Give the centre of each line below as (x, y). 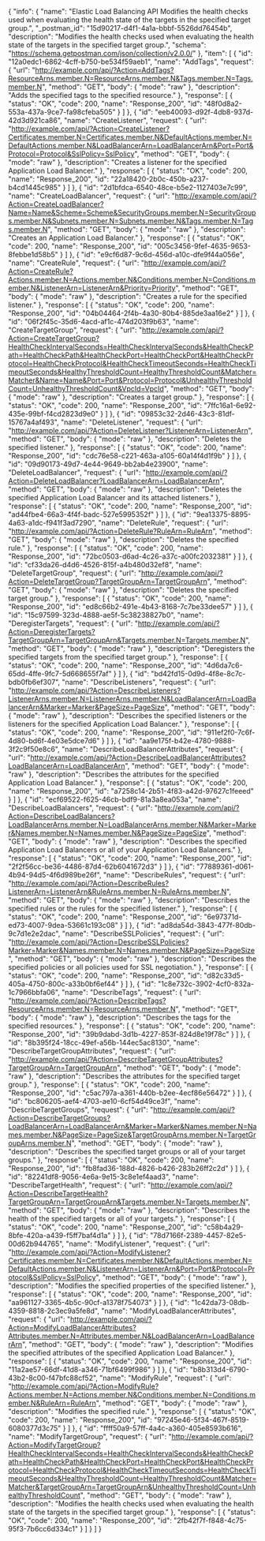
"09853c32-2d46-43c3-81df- (186, 414)
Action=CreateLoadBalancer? (56, 204)
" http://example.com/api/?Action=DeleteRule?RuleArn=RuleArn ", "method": (130, 531)
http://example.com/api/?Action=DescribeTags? (89, 1001)
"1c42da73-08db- (220, 1302)
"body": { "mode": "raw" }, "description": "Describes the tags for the (119, 1017)
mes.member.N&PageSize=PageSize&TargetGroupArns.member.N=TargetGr (132, 1135)
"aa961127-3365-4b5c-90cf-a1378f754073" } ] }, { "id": (99, 1302)
